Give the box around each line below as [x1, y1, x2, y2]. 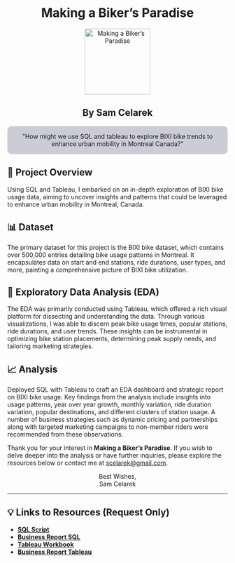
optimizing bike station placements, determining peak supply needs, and [7, 335, 217, 343]
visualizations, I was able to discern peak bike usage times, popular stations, [7, 319, 228, 328]
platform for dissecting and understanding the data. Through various [7, 312, 205, 321]
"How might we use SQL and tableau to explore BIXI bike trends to [22, 132, 213, 140]
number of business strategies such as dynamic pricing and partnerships [7, 416, 218, 423]
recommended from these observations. [7, 430, 124, 438]
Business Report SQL [17, 532, 80, 541]
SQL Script [17, 525, 50, 534]
